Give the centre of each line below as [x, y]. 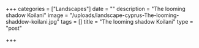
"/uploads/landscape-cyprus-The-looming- [124, 15]
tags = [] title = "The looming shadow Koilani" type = [127, 22]
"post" [14, 28]
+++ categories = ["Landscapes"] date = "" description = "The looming [96, 9]
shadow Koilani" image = [37, 15]
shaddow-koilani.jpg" [32, 22]
